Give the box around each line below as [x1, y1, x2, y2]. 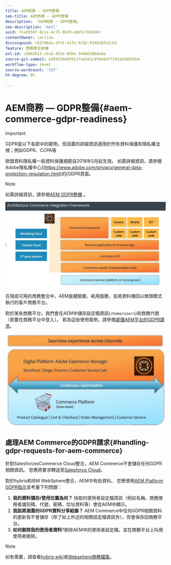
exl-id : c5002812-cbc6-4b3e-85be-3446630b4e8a [5, 51, 106, 56]
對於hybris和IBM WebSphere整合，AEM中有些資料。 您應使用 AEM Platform [5, 478, 163, 484]
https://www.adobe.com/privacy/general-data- [44, 164, 144, 170]
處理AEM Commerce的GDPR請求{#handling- [5, 438, 149, 447]
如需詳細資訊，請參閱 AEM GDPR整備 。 [5, 191, 88, 197]
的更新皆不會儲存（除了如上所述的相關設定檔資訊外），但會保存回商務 [12, 514, 158, 520]
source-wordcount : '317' [5, 67, 58, 72]
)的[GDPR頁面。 [60, 171, 94, 177]
